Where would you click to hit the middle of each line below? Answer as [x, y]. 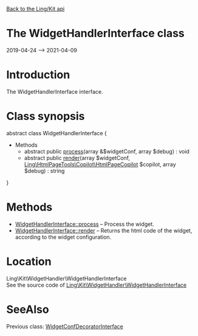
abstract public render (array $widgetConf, [77, 158]
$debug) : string [44, 170]
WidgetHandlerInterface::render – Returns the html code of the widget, [104, 230]
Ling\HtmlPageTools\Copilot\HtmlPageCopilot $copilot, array [100, 164]
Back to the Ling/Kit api [36, 9]
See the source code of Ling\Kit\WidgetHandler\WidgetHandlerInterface [97, 285]
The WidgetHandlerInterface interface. [55, 91]
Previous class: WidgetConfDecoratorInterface [65, 326]
